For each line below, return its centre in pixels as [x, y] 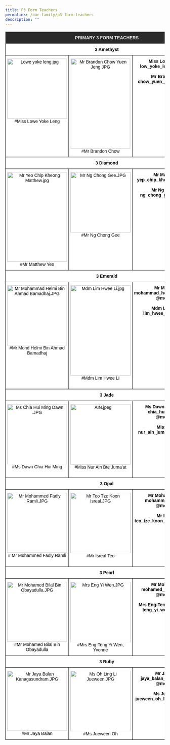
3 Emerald [107, 276]
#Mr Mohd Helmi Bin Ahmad [37, 348]
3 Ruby [107, 662]
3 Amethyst [107, 50]
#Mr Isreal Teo [100, 556]
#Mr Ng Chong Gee [100, 235]
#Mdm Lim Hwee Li [101, 378]
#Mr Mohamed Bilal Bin [37, 645]
